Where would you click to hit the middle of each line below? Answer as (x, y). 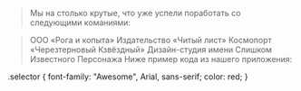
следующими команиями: (80, 23)
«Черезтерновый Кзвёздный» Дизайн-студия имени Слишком (151, 50)
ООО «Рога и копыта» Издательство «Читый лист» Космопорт (150, 40)
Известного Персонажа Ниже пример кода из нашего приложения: (161, 59)
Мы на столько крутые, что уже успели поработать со (135, 13)
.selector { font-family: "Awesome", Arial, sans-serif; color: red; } (128, 77)
